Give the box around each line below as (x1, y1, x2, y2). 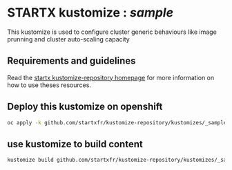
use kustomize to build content (7, 138, 143, 150)
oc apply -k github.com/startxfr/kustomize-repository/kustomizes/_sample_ (7, 119, 230, 126)
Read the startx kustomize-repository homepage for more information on (7, 73, 215, 82)
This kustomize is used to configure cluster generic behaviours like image (7, 28, 217, 36)
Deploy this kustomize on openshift (7, 101, 163, 113)
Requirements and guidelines (7, 55, 136, 67)
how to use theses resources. (7, 81, 92, 89)
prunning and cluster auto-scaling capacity (7, 35, 130, 43)
